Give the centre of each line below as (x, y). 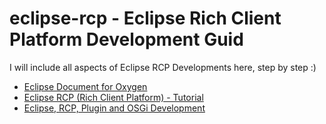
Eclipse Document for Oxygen (85, 86)
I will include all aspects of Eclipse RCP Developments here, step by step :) (163, 67)
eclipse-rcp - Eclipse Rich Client (145, 18)
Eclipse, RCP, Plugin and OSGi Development (114, 108)
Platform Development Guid (126, 39)
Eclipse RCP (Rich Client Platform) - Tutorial (113, 97)
